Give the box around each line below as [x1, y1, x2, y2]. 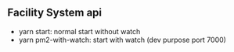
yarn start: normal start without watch [18, 26, 141, 36]
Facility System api [7, 6, 103, 19]
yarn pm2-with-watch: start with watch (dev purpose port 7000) [18, 35, 226, 44]
